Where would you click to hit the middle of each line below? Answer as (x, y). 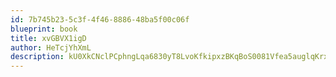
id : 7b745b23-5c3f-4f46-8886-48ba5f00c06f (100, 19)
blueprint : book (44, 29)
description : (37, 57)
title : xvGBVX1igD (48, 38)
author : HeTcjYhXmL (51, 47)
